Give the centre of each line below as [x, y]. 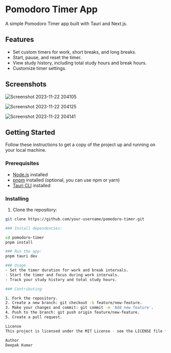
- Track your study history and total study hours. [61, 279]
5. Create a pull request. [34, 317]
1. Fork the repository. [32, 298]
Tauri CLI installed [32, 185]
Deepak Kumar [19, 345]
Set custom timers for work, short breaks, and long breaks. [74, 52]
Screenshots [26, 85]
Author [12, 340]
